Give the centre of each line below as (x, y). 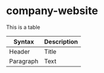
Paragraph (24, 61)
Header (20, 51)
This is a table (23, 27)
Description (61, 41)
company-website (52, 11)
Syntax (24, 41)
